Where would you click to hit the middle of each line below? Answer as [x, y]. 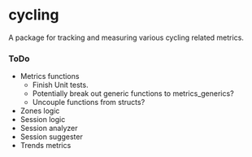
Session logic [43, 120]
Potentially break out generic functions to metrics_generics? [133, 94]
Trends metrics [46, 146]
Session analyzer [49, 129]
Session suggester [51, 137]
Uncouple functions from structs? [89, 102]
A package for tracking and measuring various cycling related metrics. [126, 37]
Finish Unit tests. [60, 85]
